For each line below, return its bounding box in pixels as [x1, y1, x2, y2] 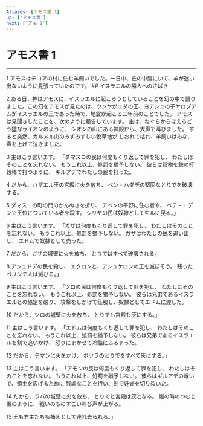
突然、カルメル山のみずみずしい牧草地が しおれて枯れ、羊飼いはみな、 [16, 133, 193, 140]
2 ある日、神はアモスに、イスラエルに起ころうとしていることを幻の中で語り [6, 95, 196, 103]
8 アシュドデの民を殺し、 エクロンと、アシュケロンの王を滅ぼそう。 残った [6, 263, 193, 270]
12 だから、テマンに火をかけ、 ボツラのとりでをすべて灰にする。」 [6, 352, 170, 360]
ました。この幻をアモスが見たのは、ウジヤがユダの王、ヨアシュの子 [6, 103, 176, 110]
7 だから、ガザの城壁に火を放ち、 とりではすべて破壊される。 [6, 250, 160, 257]
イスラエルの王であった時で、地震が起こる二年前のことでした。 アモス [16, 110, 193, 118]
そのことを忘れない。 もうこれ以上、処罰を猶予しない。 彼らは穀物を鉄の [6, 161, 189, 168]
